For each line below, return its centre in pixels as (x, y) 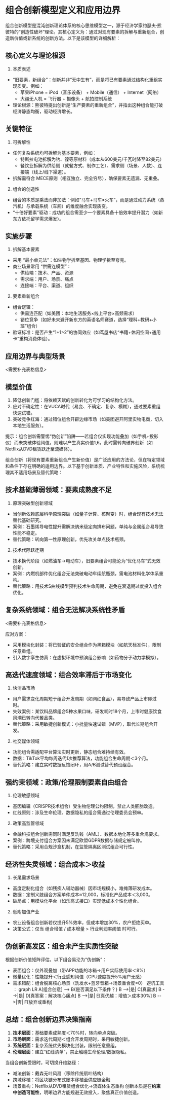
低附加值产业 (26, 912)
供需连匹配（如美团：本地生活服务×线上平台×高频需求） (79, 313)
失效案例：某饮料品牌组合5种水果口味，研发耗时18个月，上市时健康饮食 (87, 712)
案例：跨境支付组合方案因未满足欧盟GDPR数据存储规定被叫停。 (79, 840)
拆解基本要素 (26, 250)
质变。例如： (30, 86)
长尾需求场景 (26, 877)
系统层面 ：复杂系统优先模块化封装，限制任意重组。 (66, 1045)
